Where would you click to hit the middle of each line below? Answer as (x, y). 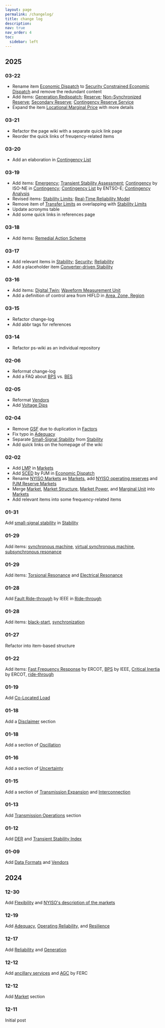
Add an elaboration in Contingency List (52, 160)
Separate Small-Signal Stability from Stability (57, 439)
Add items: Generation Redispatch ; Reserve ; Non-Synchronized (77, 97)
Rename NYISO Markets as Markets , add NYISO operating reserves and (85, 478)
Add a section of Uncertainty (34, 768)
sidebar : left (24, 42)
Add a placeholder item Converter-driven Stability (62, 267)
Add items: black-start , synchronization (45, 622)
